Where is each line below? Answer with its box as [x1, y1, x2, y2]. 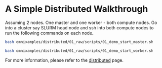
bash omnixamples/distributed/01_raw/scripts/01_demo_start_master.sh [5, 39, 154, 45]
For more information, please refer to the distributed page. [5, 57, 123, 63]
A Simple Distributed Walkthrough [5, 3, 148, 15]
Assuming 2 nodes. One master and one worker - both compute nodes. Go [5, 20, 157, 25]
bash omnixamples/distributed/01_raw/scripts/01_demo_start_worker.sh [5, 48, 154, 53]
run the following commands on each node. [5, 30, 94, 36]
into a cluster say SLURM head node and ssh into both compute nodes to [5, 24, 154, 30]
